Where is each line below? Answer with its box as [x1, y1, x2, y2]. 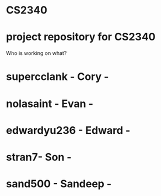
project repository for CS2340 [6, 30, 156, 44]
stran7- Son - [6, 150, 72, 164]
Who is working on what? [6, 50, 67, 57]
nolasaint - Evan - [6, 97, 93, 110]
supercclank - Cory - [6, 70, 109, 84]
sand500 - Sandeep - [6, 177, 112, 191]
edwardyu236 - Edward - [6, 123, 131, 137]
